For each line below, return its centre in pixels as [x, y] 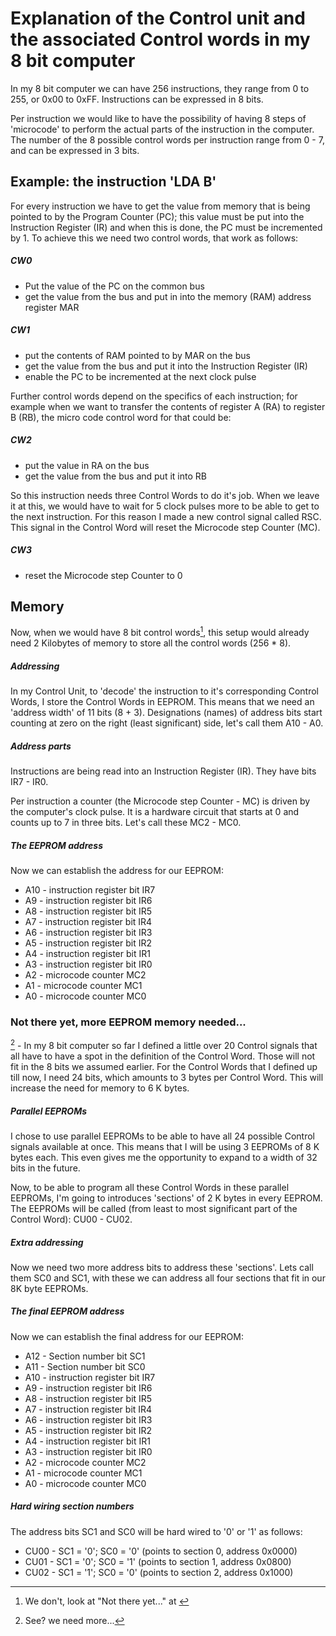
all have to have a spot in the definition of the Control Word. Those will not [163, 1056]
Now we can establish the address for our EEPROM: [117, 870]
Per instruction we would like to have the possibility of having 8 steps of [158, 118]
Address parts [41, 746]
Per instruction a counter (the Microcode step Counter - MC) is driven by [160, 801]
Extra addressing [47, 1242]
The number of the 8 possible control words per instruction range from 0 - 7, [167, 139]
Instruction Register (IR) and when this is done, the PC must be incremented [166, 227]
